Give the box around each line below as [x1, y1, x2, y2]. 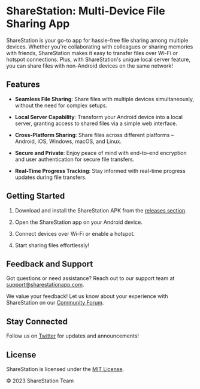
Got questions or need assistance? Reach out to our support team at [6, 275, 175, 282]
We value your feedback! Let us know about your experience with [6, 293, 169, 300]
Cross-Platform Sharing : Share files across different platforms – [14, 131, 174, 138]
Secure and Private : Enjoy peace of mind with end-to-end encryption [14, 149, 187, 156]
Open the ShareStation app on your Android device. [14, 218, 143, 226]
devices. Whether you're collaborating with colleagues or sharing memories [6, 43, 193, 50]
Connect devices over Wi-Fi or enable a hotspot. [14, 230, 135, 237]
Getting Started [6, 191, 65, 201]
